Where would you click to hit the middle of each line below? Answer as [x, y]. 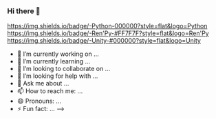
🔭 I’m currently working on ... [58, 54]
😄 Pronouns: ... [39, 101]
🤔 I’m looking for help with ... [57, 76]
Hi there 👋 [24, 11]
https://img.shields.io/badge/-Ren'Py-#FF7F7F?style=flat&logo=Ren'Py [108, 33]
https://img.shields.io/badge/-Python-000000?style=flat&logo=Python [107, 26]
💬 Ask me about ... [43, 83]
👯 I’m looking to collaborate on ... [64, 69]
